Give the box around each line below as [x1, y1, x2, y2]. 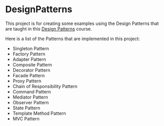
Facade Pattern [12, 72, 45, 78]
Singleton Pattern [12, 45, 49, 51]
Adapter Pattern [12, 56, 47, 62]
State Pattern [12, 105, 41, 111]
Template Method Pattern [12, 110, 66, 116]
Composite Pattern [12, 61, 52, 68]
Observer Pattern [12, 99, 49, 105]
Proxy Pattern [12, 78, 42, 84]
